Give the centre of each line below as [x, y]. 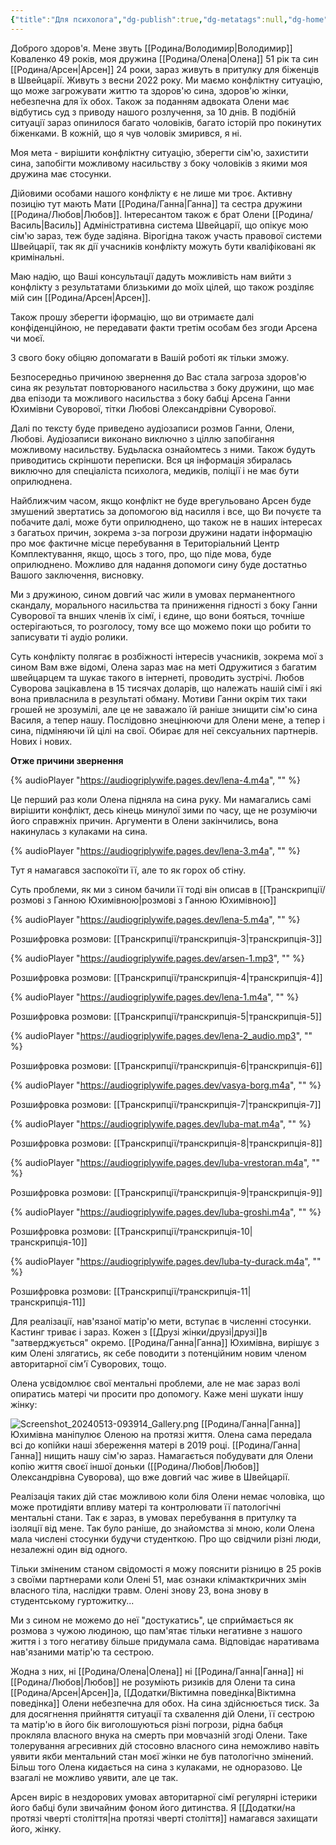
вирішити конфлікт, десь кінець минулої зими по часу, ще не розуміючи [164, 810]
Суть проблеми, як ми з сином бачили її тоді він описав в [134, 889]
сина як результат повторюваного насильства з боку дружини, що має [162, 387]
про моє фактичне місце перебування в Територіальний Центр [145, 543]
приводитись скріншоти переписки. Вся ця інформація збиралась [151, 460]
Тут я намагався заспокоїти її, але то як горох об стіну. [128, 870]
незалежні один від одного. [69, 1549]
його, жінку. [36, 1828]
